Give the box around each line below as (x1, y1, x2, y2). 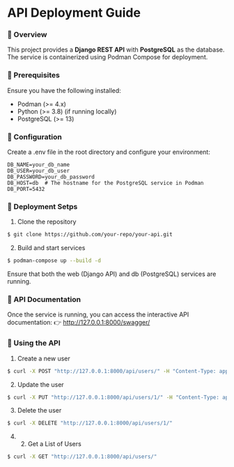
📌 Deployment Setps (7, 202, 78, 211)
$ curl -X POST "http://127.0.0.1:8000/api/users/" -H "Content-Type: (7, 367, 217, 374)
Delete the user (17, 406, 62, 415)
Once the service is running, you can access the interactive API (7, 310, 189, 319)
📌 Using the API (7, 338, 61, 348)
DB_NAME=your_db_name (7, 162, 70, 169)
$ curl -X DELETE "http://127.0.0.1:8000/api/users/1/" (7, 420, 173, 427)
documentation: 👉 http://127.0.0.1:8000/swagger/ (7, 319, 150, 327)
